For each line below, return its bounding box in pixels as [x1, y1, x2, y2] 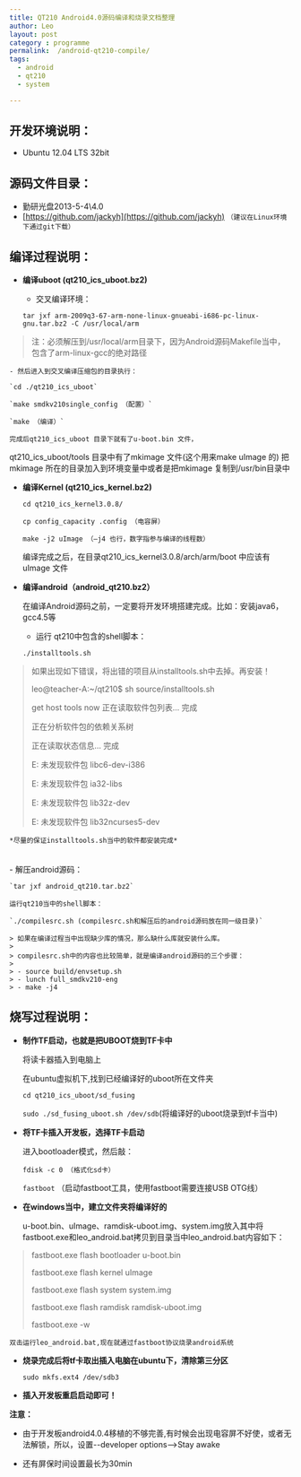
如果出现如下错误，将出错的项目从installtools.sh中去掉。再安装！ [30, 665, 271, 677]
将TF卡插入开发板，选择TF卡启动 [21, 1126, 145, 1137]
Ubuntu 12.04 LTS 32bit [21, 147, 110, 158]
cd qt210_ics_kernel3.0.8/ [21, 500, 124, 509]
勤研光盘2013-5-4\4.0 [21, 201, 104, 212]
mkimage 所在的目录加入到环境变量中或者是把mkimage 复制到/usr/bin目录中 [9, 463, 291, 474]
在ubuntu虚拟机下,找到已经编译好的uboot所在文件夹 [21, 1073, 214, 1083]
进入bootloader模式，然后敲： [21, 1145, 134, 1157]
